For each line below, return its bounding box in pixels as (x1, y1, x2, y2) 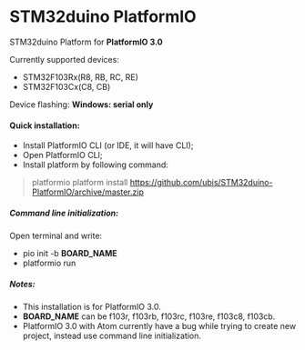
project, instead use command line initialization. (22, 330, 202, 342)
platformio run (22, 257, 76, 269)
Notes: (9, 278, 36, 289)
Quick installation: (9, 120, 80, 131)
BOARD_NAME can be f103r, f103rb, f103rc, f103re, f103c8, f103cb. (22, 311, 276, 322)
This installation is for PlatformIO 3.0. (22, 302, 161, 313)
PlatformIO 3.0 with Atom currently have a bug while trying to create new (22, 321, 297, 332)
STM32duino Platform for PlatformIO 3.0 (9, 36, 163, 47)
